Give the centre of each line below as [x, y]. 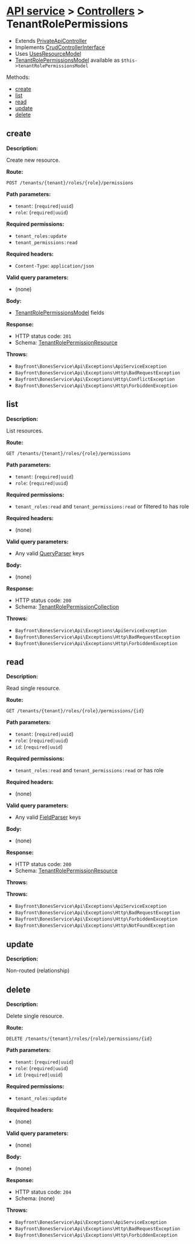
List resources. [25, 431]
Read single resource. [34, 688]
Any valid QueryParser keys [50, 553]
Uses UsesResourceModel [48, 53]
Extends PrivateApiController [51, 41]
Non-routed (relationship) [38, 971]
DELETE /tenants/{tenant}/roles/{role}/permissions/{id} [79, 1039]
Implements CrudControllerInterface [60, 47]
